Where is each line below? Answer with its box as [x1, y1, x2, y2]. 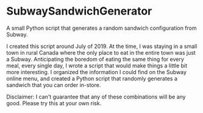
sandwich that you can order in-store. [6, 81, 101, 89]
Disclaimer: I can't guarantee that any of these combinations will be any [6, 93, 186, 100]
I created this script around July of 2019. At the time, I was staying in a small [6, 43, 198, 50]
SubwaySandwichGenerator [6, 4, 152, 18]
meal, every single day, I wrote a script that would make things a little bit [6, 62, 188, 69]
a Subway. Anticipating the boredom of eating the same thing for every [6, 55, 185, 63]
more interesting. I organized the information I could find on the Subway [6, 68, 187, 75]
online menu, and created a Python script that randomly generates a [6, 75, 178, 82]
